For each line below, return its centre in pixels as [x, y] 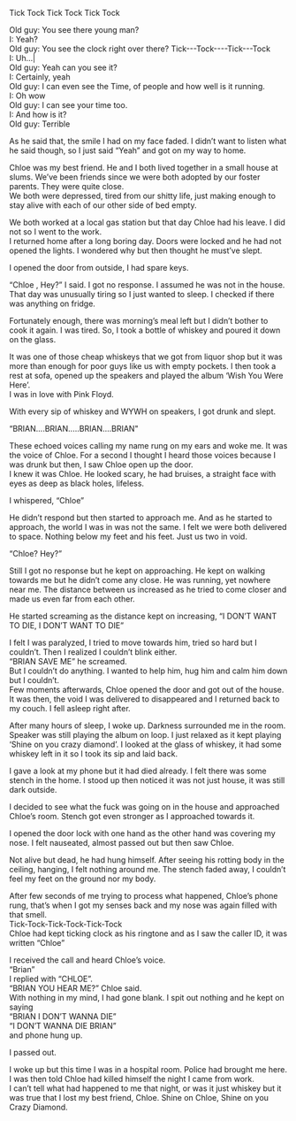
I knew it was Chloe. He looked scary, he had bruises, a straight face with [143, 474]
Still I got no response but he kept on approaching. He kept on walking [137, 571]
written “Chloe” [37, 943]
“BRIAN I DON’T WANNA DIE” [63, 1016]
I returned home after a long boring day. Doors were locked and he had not [145, 241]
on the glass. [33, 339]
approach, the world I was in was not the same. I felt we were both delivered [148, 527]
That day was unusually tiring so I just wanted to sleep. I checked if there [142, 294]
